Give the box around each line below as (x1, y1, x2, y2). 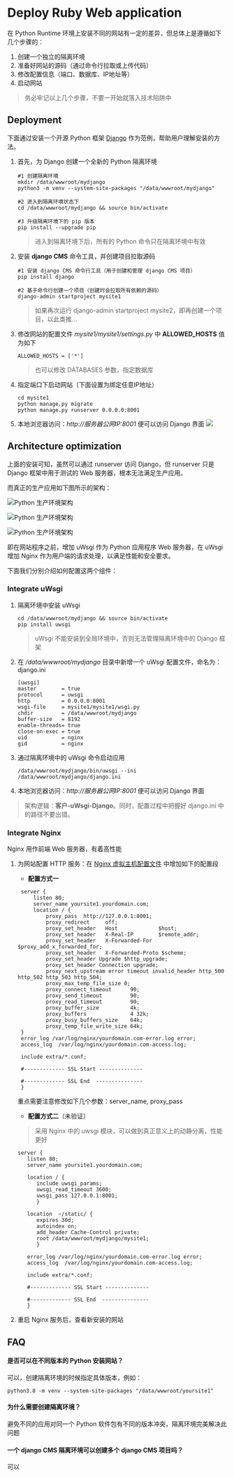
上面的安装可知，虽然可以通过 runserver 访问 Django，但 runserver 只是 (7, 460, 215, 468)
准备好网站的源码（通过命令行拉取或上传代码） (17, 61, 152, 69)
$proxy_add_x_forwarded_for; (17, 943, 103, 951)
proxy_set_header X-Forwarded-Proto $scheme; (45, 949, 187, 956)
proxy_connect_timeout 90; (45, 987, 140, 994)
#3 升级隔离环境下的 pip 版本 (17, 218, 95, 225)
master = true (17, 685, 80, 692)
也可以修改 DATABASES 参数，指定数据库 (34, 365, 154, 374)
